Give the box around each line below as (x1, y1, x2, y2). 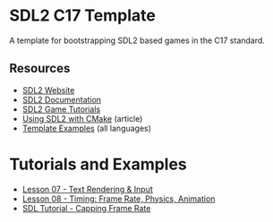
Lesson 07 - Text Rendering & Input (21, 184, 154, 194)
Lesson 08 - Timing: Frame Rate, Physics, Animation (21, 193, 216, 204)
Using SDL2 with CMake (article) (21, 113, 143, 124)
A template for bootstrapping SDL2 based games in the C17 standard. (9, 35, 266, 46)
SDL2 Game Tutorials (21, 104, 101, 115)
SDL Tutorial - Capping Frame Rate (21, 202, 151, 213)
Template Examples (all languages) (21, 123, 152, 133)
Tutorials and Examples (9, 154, 188, 175)
